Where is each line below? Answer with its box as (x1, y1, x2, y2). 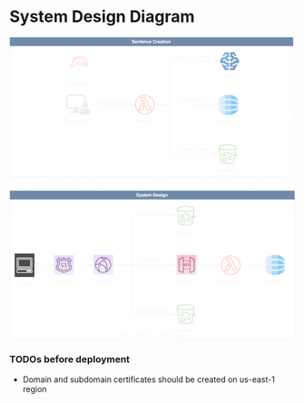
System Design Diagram (9, 6, 195, 27)
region (22, 383, 47, 394)
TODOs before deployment (9, 353, 130, 366)
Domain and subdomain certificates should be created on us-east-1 (22, 374, 275, 385)
